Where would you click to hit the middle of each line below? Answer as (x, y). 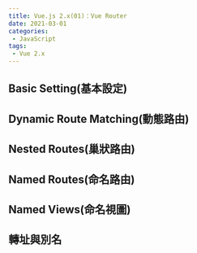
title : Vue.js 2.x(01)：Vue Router (68, 16)
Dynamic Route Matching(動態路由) (99, 119)
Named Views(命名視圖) (70, 209)
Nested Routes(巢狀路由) (72, 149)
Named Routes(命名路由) (72, 179)
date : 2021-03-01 (38, 24)
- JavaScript (34, 39)
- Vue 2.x (28, 54)
